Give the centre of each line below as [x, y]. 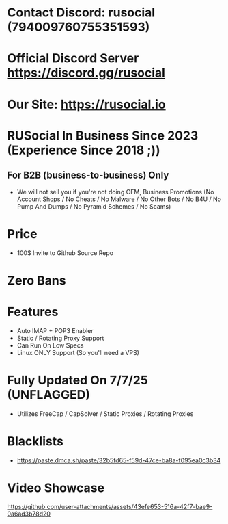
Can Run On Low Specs [50, 345]
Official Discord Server [73, 58]
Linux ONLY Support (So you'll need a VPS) [78, 352]
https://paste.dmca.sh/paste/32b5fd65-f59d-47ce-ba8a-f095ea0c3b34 [119, 460]
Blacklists [35, 441]
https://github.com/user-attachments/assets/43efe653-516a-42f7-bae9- [110, 507]
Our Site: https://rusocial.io [86, 104]
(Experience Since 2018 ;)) [84, 150]
